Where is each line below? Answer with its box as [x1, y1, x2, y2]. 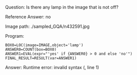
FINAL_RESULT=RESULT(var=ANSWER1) [5, 56, 77, 61]
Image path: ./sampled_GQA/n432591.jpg [5, 23, 90, 29]
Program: [5, 33, 24, 39]
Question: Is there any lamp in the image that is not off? [5, 4, 119, 10]
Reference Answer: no [5, 14, 51, 19]
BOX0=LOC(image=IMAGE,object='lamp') [5, 43, 84, 48]
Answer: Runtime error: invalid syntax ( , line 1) [5, 65, 100, 70]
